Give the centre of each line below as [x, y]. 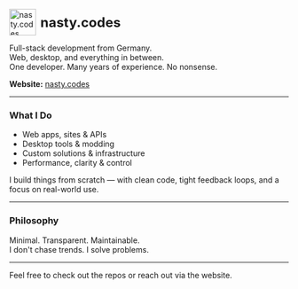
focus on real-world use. [54, 190]
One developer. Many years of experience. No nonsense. [114, 67]
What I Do [31, 115]
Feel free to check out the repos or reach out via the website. [121, 275]
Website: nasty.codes [50, 84]
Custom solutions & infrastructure [83, 153]
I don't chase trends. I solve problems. [79, 249]
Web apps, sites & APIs [64, 135]
